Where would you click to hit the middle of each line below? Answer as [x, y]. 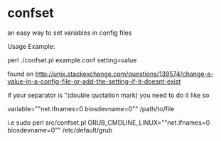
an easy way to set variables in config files [70, 33]
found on [21, 74]
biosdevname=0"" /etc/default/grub [60, 130]
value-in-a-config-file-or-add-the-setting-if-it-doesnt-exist [94, 81]
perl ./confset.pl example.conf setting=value [72, 60]
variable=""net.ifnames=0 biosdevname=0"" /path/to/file [91, 108]
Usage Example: [31, 46]
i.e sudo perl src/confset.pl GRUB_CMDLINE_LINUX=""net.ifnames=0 [109, 123]
